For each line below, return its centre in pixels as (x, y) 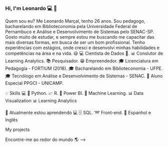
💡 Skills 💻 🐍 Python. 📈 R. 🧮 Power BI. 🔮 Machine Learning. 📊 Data (74, 93)
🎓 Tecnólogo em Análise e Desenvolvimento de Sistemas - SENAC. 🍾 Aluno (84, 76)
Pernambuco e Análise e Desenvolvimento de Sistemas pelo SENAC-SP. (80, 32)
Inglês (12, 120)
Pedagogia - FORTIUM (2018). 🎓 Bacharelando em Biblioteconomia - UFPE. (84, 68)
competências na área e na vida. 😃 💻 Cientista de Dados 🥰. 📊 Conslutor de (84, 53)
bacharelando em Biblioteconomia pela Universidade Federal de (71, 27)
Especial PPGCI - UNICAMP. (34, 83)
